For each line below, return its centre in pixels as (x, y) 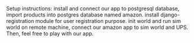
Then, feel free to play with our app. (50, 34)
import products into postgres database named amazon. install (83, 15)
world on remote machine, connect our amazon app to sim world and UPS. (97, 27)
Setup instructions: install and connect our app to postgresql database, (93, 9)
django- (170, 15)
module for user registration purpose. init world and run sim (108, 21)
